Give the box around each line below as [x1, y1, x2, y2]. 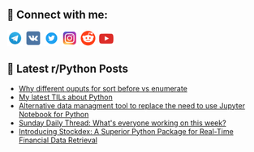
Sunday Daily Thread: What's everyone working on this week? [18, 118, 227, 128]
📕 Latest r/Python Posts [6, 62, 129, 76]
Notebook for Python [18, 109, 89, 119]
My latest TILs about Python [18, 92, 114, 102]
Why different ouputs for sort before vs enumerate [18, 83, 187, 93]
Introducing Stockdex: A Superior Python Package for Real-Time [18, 126, 234, 136]
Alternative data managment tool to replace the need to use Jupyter [18, 100, 246, 110]
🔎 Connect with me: [6, 8, 108, 22]
